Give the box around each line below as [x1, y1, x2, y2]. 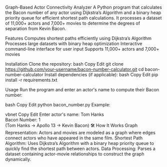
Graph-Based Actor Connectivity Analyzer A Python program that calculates [5, 5, 162, 10]
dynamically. [5, 156, 31, 162]
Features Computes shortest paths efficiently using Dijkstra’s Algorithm [5, 35, 151, 41]
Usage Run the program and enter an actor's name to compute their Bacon [5, 87, 159, 92]
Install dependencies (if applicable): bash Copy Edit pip [44, 72, 158, 77]
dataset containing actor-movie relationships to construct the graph [5, 151, 144, 157]
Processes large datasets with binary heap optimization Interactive [5, 41, 142, 47]
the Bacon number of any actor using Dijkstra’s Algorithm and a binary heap [5, 10, 161, 16]
